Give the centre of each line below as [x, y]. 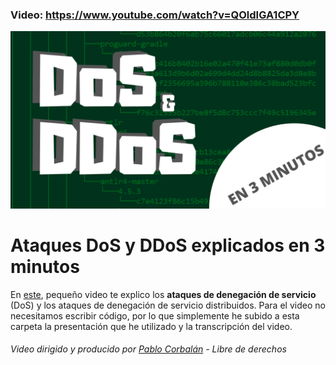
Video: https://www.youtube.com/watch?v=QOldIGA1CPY [155, 15]
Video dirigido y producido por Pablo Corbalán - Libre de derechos [148, 349]
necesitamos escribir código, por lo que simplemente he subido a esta [155, 315]
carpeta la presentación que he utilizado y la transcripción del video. [151, 326]
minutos [45, 266]
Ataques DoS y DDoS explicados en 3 [168, 245]
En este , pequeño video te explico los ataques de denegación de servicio [163, 294]
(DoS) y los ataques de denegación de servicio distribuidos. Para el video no [168, 305]
